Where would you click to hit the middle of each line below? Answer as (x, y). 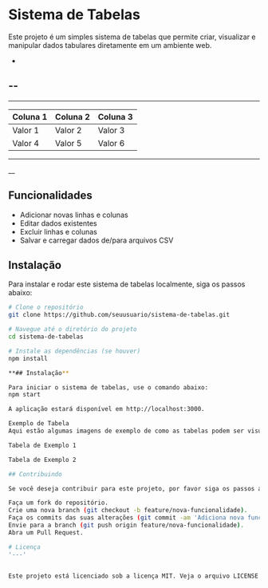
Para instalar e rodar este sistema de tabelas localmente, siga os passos (127, 284)
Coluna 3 (115, 116)
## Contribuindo (35, 474)
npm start (25, 395)
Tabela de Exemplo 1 (43, 445)
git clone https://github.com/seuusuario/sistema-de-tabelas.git (119, 315)
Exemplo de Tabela (39, 424)
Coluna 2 (72, 116)
